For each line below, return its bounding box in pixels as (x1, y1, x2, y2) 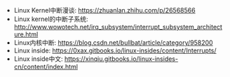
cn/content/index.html (13, 62, 79, 71)
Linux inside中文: (13, 55, 63, 63)
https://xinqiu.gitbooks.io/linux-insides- (64, 55, 179, 63)
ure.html (13, 30, 39, 38)
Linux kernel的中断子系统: (13, 15, 89, 23)
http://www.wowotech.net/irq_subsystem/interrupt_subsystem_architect (13, 23, 223, 31)
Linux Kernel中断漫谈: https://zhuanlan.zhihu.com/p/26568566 (13, 6, 196, 14)
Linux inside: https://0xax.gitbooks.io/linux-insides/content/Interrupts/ (13, 46, 217, 55)
